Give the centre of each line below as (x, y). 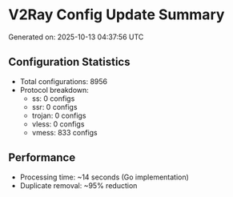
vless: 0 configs (58, 124)
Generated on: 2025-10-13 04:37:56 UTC (76, 37)
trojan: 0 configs (59, 115)
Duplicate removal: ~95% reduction (78, 185)
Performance (42, 158)
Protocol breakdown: (54, 90)
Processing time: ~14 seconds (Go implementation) (104, 177)
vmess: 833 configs (64, 132)
